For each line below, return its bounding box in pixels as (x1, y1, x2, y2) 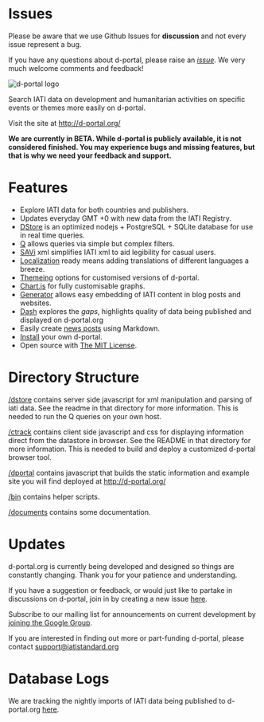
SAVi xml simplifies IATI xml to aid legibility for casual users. (19, 247, 216, 257)
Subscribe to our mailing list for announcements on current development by (8, 609, 256, 618)
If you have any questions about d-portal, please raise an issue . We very (8, 55, 246, 65)
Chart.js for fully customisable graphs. (19, 281, 146, 291)
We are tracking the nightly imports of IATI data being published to (8, 696, 226, 705)
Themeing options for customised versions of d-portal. (19, 273, 200, 282)
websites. (19, 298, 52, 308)
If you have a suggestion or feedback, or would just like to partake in (8, 585, 233, 594)
